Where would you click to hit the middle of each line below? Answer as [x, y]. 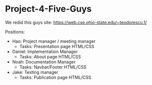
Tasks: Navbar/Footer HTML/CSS [53, 67]
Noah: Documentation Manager [44, 62]
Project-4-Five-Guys [48, 9]
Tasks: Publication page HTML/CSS [55, 77]
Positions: [15, 32]
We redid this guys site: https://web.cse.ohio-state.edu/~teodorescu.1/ [76, 22]
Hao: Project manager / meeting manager [54, 41]
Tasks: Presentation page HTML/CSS [57, 46]
